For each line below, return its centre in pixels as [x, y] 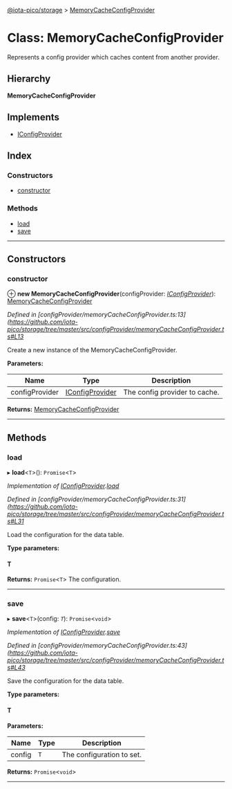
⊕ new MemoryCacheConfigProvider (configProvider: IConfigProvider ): [112, 294]
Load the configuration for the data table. [66, 534]
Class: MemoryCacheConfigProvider [116, 38]
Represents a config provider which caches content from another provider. [113, 57]
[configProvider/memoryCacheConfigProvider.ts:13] [112, 315]
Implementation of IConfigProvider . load [63, 486]
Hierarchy [29, 79]
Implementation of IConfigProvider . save [64, 632]
